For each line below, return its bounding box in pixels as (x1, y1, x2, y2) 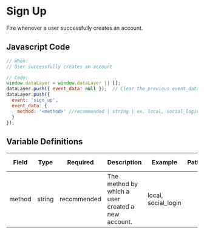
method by (107, 180, 138, 189)
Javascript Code (6, 42, 70, 52)
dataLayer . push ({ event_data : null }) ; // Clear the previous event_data (6, 86, 200, 92)
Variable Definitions (6, 136, 83, 147)
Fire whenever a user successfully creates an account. (6, 24, 143, 32)
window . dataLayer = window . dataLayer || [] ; (6, 80, 121, 86)
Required (67, 158, 94, 167)
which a (107, 187, 130, 196)
